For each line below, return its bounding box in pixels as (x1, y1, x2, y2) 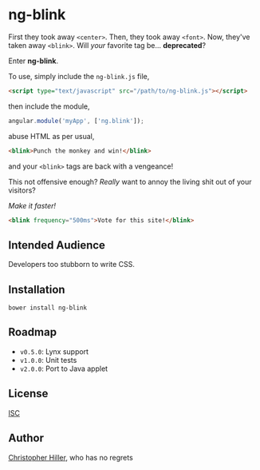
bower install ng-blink (8, 304, 88, 313)
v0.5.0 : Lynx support (19, 346, 89, 356)
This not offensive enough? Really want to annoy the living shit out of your (8, 177, 252, 186)
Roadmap (8, 325, 57, 339)
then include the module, (8, 102, 90, 111)
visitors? (8, 185, 36, 195)
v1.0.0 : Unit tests (19, 355, 77, 364)
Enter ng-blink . (8, 56, 58, 66)
